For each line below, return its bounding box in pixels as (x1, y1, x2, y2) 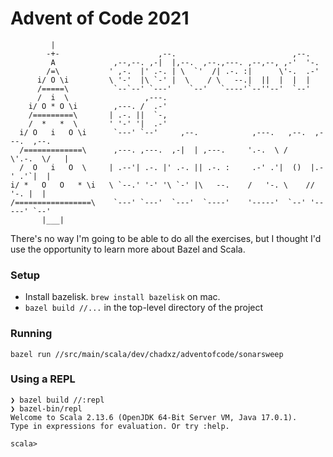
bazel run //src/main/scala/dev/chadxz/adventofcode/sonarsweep (10, 349, 284, 359)
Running (10, 327, 53, 341)
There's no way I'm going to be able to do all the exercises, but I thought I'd (10, 232, 322, 244)
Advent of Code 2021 (10, 7, 190, 30)
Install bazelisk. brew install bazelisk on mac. (24, 291, 221, 303)
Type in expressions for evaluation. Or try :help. (10, 421, 230, 431)
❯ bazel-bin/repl (10, 403, 83, 414)
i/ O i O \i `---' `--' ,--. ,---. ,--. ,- (19, 127, 325, 137)
